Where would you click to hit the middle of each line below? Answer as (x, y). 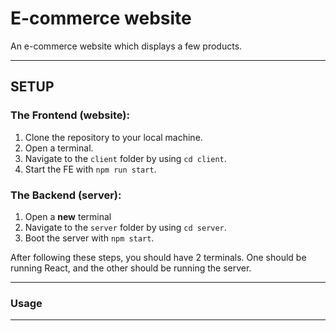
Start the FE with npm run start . (90, 169)
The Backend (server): (66, 195)
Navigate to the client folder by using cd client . (125, 158)
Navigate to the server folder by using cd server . (125, 227)
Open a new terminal (68, 216)
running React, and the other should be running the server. (131, 268)
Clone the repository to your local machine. (113, 137)
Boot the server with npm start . (89, 238)
